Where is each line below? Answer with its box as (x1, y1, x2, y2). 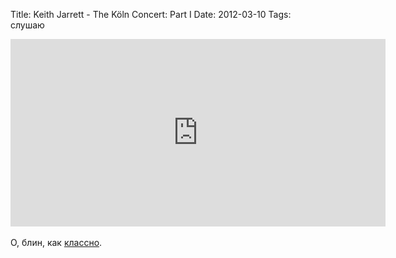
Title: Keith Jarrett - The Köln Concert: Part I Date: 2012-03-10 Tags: (10, 9, 292, 20)
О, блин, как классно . (10, 237, 103, 248)
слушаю (10, 19, 45, 31)
